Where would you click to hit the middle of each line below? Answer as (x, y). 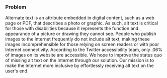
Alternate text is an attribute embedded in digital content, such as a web (80, 18)
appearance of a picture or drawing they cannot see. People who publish (81, 34)
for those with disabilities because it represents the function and (72, 28)
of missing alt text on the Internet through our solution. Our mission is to (80, 60)
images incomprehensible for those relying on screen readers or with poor (82, 44)
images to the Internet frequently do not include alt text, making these (77, 39)
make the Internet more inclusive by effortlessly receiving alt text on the (80, 65)
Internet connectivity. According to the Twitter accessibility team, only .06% (84, 50)
